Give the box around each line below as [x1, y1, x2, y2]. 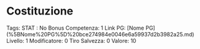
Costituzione [6, 4, 74, 18]
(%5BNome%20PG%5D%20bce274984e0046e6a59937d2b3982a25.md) [6, 30, 194, 38]
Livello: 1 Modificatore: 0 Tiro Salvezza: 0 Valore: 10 [6, 37, 137, 44]
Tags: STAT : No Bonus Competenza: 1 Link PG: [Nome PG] [6, 24, 155, 31]
